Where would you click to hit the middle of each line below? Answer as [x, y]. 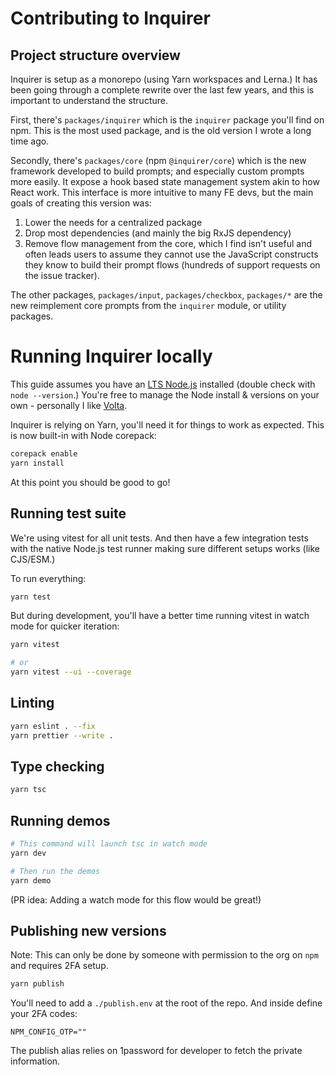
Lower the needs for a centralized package [113, 222]
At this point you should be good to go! [90, 482]
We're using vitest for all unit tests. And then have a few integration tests [159, 538]
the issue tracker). [62, 275]
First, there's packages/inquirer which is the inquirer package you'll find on [167, 120]
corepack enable [44, 453]
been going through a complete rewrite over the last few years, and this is [162, 90]
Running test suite [68, 513]
